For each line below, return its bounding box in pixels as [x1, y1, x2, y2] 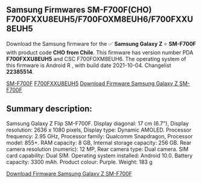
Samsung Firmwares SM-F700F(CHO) [6, 5, 152, 15]
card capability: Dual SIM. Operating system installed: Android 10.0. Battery [6, 152, 193, 159]
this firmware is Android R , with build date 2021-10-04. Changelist [6, 62, 172, 69]
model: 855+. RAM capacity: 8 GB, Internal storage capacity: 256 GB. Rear [6, 139, 192, 146]
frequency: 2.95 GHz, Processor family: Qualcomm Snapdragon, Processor [6, 132, 193, 140]
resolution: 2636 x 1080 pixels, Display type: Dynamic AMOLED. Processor [6, 126, 192, 133]
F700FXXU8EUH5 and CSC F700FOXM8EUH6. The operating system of [6, 55, 187, 62]
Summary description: [6, 104, 92, 114]
